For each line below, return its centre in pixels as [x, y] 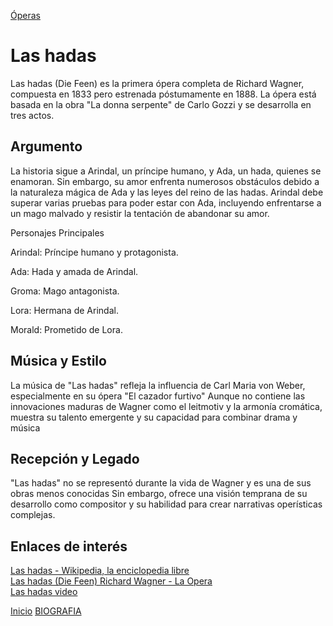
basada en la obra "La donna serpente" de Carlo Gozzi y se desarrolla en [161, 104]
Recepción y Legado [75, 458]
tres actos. [32, 115]
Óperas [25, 15]
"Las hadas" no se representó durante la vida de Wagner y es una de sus [161, 483]
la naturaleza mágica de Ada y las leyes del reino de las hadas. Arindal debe [167, 192]
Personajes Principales [57, 232]
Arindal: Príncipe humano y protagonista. [94, 252]
